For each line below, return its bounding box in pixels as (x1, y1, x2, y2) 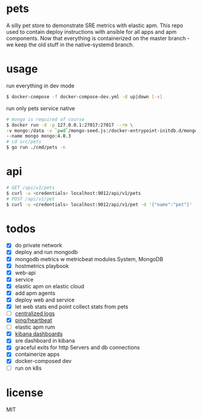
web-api (14, 269, 36, 276)
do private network (14, 242, 63, 249)
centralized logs (14, 310, 55, 317)
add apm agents (14, 289, 56, 297)
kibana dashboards (14, 331, 63, 338)
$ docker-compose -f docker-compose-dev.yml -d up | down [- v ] (6, 93, 163, 100)
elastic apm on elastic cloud (14, 282, 85, 290)
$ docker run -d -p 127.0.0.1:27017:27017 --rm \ (6, 122, 133, 128)
